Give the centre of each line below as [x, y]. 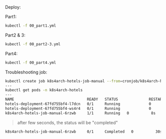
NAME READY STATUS [62, 100]
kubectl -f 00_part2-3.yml [33, 44]
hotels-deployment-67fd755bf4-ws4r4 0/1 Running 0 [78, 108]
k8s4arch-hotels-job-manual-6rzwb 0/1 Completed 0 [69, 132]
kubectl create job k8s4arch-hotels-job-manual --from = [64, 81]
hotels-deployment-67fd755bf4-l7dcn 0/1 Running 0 [78, 104]
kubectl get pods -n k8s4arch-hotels [44, 90]
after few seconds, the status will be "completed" [67, 122]
